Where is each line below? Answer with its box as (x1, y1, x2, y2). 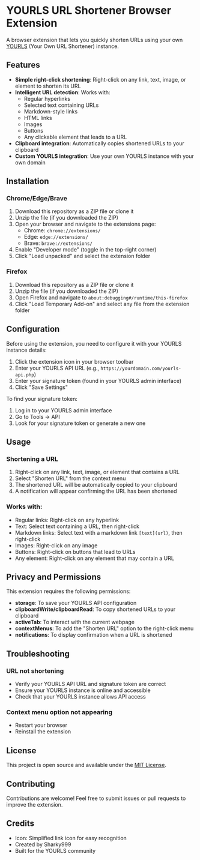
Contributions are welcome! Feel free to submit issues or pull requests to (6, 795, 186, 802)
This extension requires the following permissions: (6, 588, 131, 595)
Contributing (6, 778, 55, 789)
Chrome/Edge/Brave (6, 194, 68, 203)
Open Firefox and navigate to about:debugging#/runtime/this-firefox (14, 293, 188, 301)
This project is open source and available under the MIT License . (6, 762, 167, 769)
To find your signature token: (6, 395, 78, 402)
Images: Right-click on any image (14, 541, 98, 549)
